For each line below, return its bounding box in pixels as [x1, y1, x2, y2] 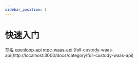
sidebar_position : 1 [5, 7, 47, 12]
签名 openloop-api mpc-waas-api [5, 47, 73, 53]
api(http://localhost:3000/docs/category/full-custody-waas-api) [5, 52, 134, 58]
